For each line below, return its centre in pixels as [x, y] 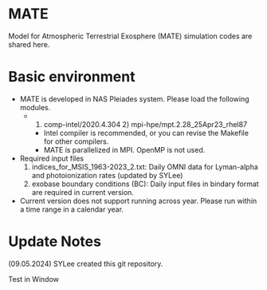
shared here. [29, 44]
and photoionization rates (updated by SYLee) [107, 175]
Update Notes [55, 242]
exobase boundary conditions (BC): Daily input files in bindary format [145, 184]
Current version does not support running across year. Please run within [138, 201]
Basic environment [72, 77]
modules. [35, 107]
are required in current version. [82, 192]
